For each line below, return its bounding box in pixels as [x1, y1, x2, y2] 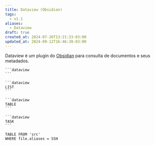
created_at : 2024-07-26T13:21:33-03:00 [5, 35, 87, 40]
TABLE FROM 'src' [5, 132, 41, 137]
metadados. [5, 58, 29, 64]
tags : [5, 12, 16, 17]
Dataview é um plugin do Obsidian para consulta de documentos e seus [5, 53, 151, 58]
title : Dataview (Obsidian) [5, 7, 63, 12]
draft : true [5, 30, 29, 35]
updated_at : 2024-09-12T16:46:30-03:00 [5, 39, 87, 44]
